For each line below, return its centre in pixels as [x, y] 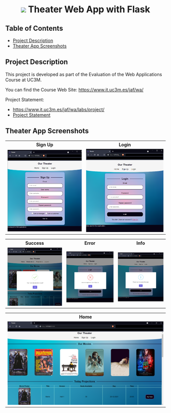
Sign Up [45, 145]
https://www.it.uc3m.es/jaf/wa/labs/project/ [59, 109]
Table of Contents [34, 28]
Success [35, 243]
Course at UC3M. [24, 80]
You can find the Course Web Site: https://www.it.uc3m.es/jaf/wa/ [75, 89]
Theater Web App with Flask [89, 9]
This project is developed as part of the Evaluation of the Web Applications [84, 74]
